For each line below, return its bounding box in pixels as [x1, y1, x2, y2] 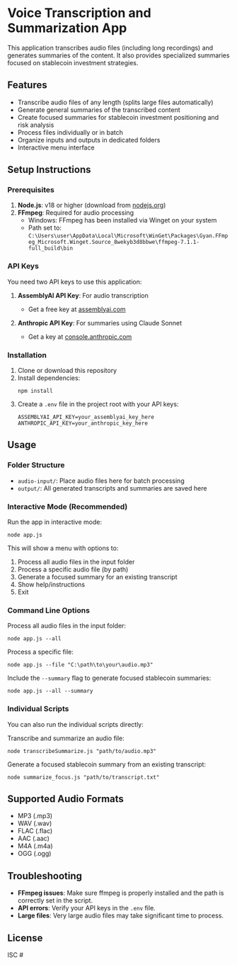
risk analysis [17, 121, 54, 129]
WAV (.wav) [17, 819, 52, 827]
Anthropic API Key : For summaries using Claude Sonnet [17, 318, 183, 327]
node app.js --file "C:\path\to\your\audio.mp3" [7, 662, 154, 669]
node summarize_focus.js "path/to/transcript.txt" [7, 774, 160, 781]
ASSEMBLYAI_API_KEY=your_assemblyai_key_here [17, 413, 154, 421]
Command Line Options [7, 605, 91, 615]
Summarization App [7, 20, 127, 36]
